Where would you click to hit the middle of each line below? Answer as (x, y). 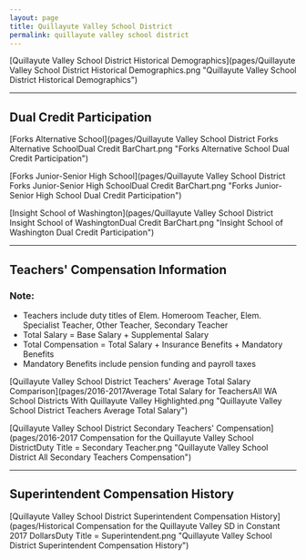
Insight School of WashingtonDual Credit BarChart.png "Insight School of (147, 223)
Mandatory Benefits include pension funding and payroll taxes (139, 363)
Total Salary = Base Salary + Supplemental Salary (116, 334)
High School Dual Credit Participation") (109, 196)
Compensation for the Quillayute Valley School (167, 437)
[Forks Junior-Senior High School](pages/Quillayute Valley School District (148, 176)
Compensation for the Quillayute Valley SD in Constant (178, 525)
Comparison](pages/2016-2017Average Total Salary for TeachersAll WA (143, 391)
